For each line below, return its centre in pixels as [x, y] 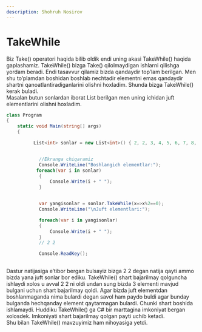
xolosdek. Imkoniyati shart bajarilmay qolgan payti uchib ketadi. [86, 316]
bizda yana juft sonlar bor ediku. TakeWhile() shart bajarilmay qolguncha [96, 277]
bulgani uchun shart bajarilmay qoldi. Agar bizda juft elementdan [87, 290]
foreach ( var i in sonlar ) [69, 171]
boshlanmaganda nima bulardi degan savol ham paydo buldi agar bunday [98, 297]
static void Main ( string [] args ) [59, 126]
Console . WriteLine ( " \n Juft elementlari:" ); [94, 209]
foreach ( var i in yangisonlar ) [78, 220]
